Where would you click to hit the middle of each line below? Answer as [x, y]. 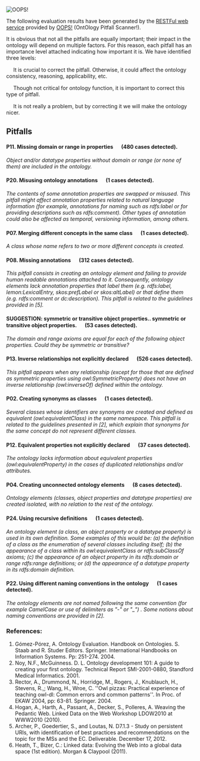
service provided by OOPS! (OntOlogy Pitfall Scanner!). [74, 27]
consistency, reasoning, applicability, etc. [57, 76]
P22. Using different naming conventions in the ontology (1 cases [92, 584]
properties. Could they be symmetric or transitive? [68, 345]
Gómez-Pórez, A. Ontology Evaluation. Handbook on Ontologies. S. [97, 644]
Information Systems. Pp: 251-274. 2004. [65, 657]
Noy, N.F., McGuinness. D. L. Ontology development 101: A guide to [97, 663]
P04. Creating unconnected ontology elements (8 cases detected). [94, 484]
